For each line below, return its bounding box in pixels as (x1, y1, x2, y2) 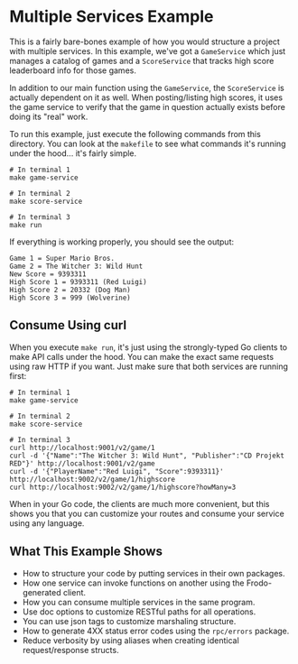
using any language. (9, 517, 85, 529)
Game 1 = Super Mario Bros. (9, 254, 116, 263)
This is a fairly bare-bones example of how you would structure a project (9, 36, 280, 47)
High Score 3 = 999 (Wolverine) (9, 293, 131, 302)
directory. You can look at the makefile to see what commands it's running (9, 138, 286, 149)
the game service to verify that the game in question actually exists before (9, 101, 286, 112)
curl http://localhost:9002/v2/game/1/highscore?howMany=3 (9, 483, 237, 492)
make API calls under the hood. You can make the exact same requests (9, 351, 274, 362)
